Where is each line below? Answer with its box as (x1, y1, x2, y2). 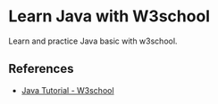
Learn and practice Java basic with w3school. (8, 36, 178, 46)
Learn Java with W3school (8, 6, 211, 27)
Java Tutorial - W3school (21, 84, 114, 95)
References (8, 61, 74, 76)
